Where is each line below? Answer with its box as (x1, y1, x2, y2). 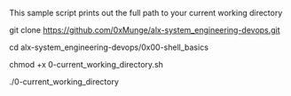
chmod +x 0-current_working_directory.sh (9, 60, 164, 69)
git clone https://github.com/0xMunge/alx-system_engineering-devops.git (9, 25, 281, 35)
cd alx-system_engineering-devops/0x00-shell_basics (9, 42, 208, 52)
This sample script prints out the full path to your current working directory (9, 8, 283, 18)
